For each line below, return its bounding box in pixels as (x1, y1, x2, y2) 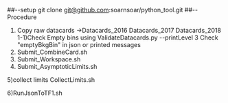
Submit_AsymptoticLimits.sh (16, 63, 98, 70)
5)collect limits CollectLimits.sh (7, 76, 95, 84)
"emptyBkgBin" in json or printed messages (16, 41, 141, 48)
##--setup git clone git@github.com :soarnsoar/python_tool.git (7, 6, 183, 14)
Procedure (7, 13, 37, 21)
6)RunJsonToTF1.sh (7, 89, 63, 97)
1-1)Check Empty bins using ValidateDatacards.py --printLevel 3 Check (16, 33, 218, 42)
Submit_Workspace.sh (16, 55, 81, 63)
